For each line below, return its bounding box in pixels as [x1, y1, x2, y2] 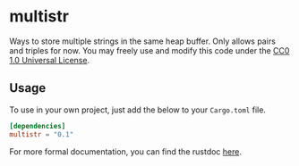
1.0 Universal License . [9, 54, 90, 65]
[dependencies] [9, 121, 66, 130]
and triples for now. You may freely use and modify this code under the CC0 [9, 45, 290, 55]
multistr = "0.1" [9, 129, 74, 139]
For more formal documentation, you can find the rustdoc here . [9, 145, 242, 157]
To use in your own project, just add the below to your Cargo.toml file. [9, 104, 267, 115]
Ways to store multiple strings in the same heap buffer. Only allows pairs [9, 36, 276, 46]
